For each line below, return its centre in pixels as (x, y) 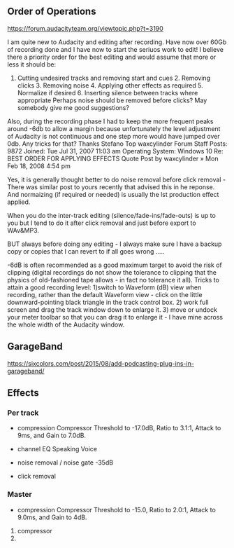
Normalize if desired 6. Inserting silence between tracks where (108, 93)
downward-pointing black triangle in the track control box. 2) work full (108, 302)
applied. (19, 202)
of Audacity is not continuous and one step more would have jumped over (114, 136)
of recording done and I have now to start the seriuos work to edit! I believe (116, 49)
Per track (23, 413)
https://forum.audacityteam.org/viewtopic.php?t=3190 (86, 28)
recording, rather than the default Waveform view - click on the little (105, 294)
